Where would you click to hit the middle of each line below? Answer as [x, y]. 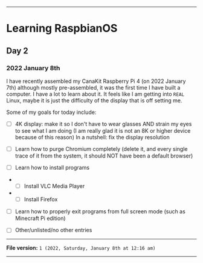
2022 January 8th [33, 68]
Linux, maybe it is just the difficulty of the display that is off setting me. [94, 100]
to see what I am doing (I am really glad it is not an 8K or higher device [103, 130]
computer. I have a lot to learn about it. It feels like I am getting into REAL [95, 94]
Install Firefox [41, 199]
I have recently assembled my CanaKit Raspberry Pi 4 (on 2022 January [96, 81]
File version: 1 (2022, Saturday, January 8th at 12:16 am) [81, 248]
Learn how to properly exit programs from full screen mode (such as [100, 211]
